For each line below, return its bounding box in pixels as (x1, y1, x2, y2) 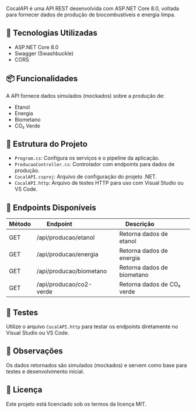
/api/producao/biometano (36, 267, 107, 276)
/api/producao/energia (36, 250, 99, 259)
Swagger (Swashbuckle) (14, 50, 74, 57)
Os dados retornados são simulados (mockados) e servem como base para (6, 362, 187, 369)
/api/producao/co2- (36, 280, 92, 288)
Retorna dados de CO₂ (119, 280, 181, 288)
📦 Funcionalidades (6, 74, 78, 84)
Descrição (125, 220, 155, 228)
